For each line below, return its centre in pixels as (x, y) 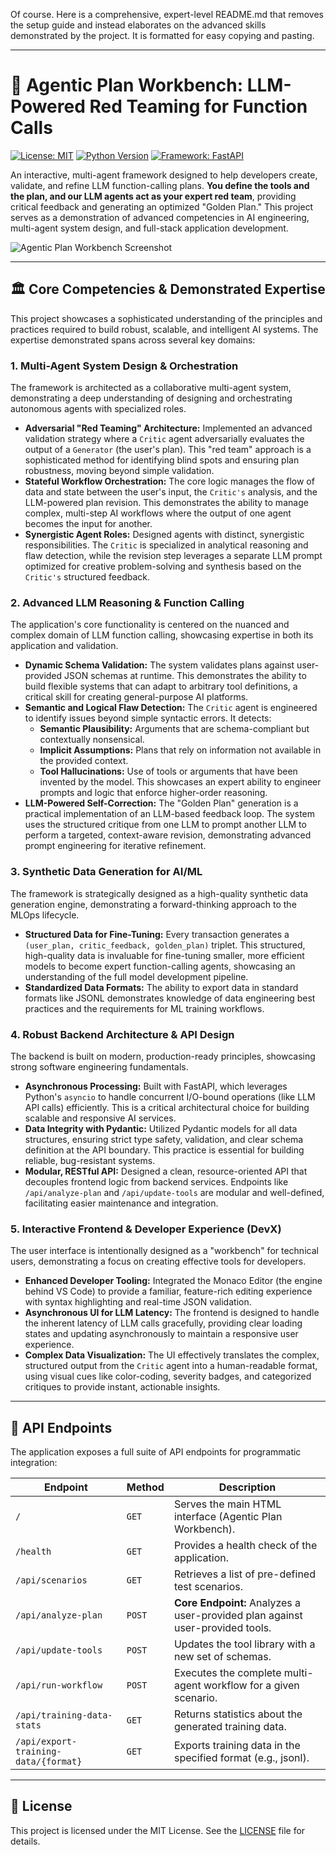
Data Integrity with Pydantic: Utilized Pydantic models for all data (161, 1128)
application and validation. (64, 646)
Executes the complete (227, 1673)
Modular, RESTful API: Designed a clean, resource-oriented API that (166, 1171)
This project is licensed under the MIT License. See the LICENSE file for (158, 1830)
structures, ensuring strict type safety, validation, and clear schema (164, 1139)
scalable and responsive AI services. (100, 1118)
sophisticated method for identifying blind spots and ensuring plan (162, 460)
